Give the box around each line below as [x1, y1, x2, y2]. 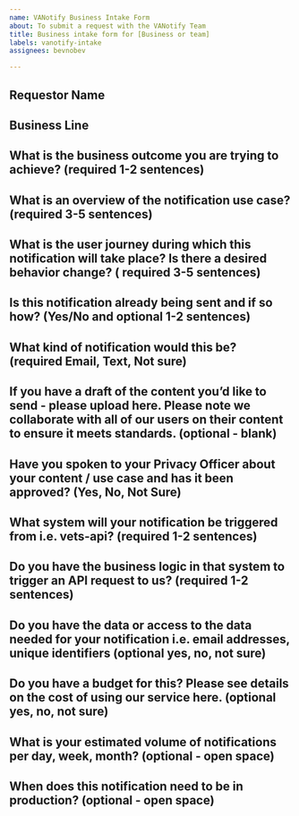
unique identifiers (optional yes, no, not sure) [9, 645, 267, 660]
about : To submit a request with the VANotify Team [9, 21, 206, 30]
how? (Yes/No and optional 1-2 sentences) [9, 310, 251, 325]
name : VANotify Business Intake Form [9, 13, 150, 22]
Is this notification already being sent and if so [9, 295, 273, 310]
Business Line [9, 117, 90, 132]
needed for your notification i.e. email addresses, [9, 632, 290, 647]
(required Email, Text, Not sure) [9, 353, 187, 369]
